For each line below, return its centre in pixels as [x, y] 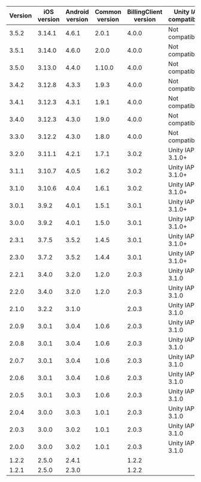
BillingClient [145, 12]
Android [77, 12]
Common [108, 12]
